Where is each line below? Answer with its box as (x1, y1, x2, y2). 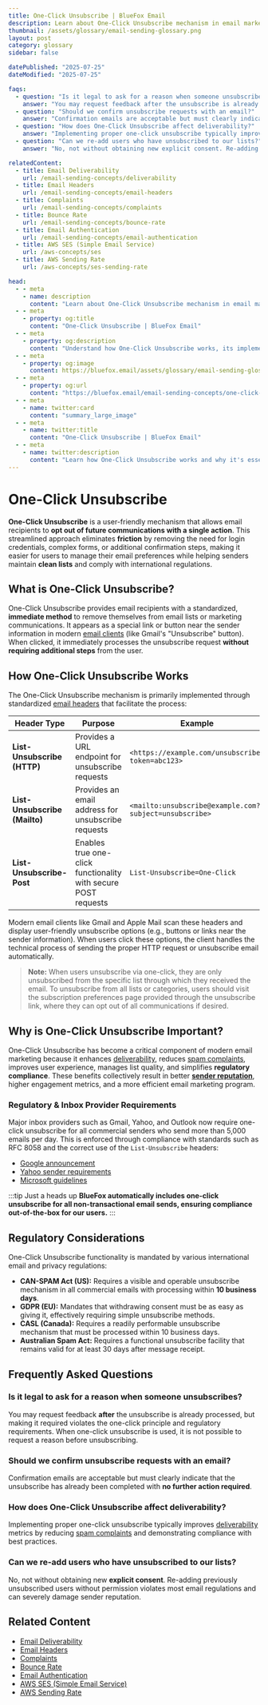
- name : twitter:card (22, 404, 94, 412)
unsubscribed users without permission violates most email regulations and (8, 1583, 257, 1593)
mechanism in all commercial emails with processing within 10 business (19, 1285, 257, 1295)
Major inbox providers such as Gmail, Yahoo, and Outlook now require (8, 1117, 238, 1127)
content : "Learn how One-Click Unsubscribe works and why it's (29, 456, 245, 464)
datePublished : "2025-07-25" (8, 63, 105, 72)
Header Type (14, 718, 65, 729)
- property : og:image (22, 359, 94, 368)
